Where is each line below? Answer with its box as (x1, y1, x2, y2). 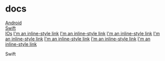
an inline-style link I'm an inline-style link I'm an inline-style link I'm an (5, 36, 150, 42)
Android (5, 20, 22, 26)
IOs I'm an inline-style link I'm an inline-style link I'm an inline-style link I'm (5, 30, 160, 36)
